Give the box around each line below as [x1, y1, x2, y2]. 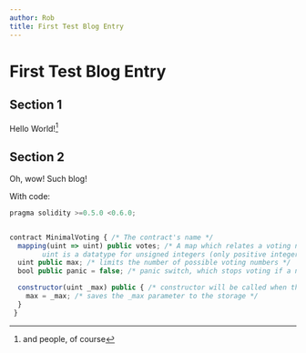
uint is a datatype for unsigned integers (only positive [42, 249, 267, 259]
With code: [9, 190, 51, 201]
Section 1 [9, 97, 62, 113]
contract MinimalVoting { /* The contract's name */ [9, 233, 214, 242]
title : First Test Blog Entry [9, 22, 125, 31]
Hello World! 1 [9, 121, 59, 134]
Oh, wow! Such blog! [9, 173, 88, 184]
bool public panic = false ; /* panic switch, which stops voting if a [17, 267, 291, 276]
